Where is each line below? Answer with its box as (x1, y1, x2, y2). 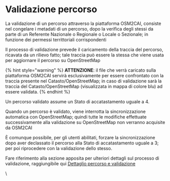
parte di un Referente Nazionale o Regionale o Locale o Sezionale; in (5, 31, 149, 37)
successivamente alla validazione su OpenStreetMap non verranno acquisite (5, 119, 165, 125)
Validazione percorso (5, 4, 97, 15)
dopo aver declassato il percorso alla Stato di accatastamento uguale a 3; (5, 140, 159, 146)
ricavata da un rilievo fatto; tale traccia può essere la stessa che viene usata (5, 52, 164, 58)
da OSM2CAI (5, 125, 32, 131)
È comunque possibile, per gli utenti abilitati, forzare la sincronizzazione (5, 134, 156, 140)
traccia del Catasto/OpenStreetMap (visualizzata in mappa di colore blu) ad (5, 83, 163, 89)
